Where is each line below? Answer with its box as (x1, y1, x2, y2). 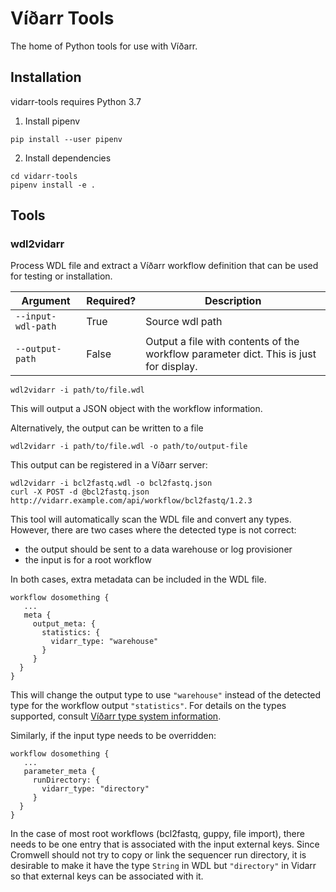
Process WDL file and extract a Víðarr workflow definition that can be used (10, 260, 319, 272)
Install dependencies (24, 152, 112, 164)
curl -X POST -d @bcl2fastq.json (10, 487, 150, 497)
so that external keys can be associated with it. (10, 870, 204, 882)
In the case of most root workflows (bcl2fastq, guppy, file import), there (10, 828, 305, 840)
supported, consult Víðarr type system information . (10, 710, 222, 722)
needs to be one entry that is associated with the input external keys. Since (10, 838, 320, 851)
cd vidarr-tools (10, 171, 78, 181)
